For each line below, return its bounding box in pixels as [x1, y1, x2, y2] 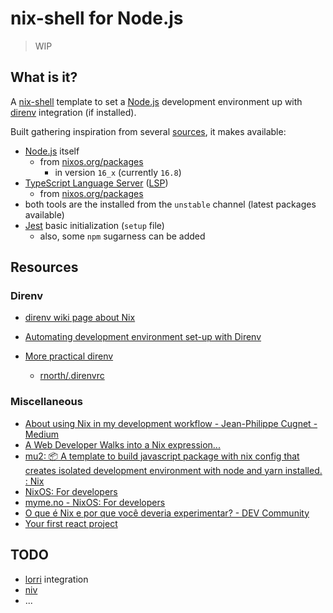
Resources [10, 259, 79, 276]
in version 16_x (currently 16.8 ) [54, 166, 182, 178]
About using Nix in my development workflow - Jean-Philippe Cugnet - [24, 417, 318, 429]
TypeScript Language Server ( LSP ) [24, 177, 169, 189]
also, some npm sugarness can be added [39, 230, 206, 242]
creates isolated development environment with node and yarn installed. [24, 464, 323, 476]
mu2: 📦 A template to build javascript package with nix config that [24, 450, 300, 462]
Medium [24, 428, 60, 440]
